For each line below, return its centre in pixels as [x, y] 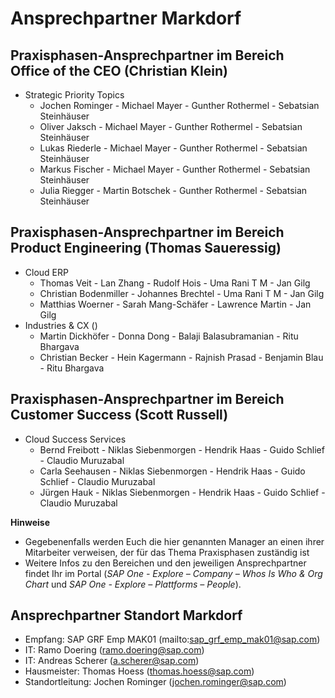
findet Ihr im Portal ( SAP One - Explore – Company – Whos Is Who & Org [173, 573]
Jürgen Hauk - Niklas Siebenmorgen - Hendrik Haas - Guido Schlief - [182, 492]
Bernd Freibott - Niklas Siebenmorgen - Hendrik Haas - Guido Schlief [182, 449]
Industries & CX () [61, 325]
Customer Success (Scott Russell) [119, 415]
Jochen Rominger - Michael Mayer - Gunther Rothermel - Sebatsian [179, 105]
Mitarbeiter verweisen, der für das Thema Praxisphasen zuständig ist [167, 552]
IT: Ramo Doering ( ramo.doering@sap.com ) [114, 650]
